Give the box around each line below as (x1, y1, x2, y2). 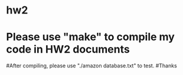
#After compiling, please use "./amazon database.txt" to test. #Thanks (6, 62, 177, 69)
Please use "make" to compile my (6, 30, 175, 44)
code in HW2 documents (6, 43, 130, 56)
